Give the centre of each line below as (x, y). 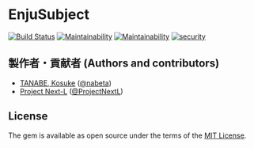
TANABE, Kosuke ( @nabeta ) (66, 83)
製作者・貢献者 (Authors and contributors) (114, 64)
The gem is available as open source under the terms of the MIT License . (127, 135)
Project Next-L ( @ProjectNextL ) (72, 91)
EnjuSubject (49, 15)
